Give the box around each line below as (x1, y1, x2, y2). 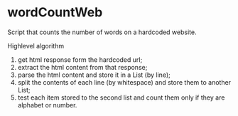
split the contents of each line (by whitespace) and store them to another (17, 78, 232, 86)
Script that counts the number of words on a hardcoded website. (7, 28, 197, 36)
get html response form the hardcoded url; (17, 55, 143, 64)
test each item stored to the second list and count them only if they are (17, 93, 225, 102)
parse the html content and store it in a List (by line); (17, 70, 171, 79)
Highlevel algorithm (7, 41, 65, 50)
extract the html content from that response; (17, 63, 148, 71)
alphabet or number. (17, 100, 77, 109)
